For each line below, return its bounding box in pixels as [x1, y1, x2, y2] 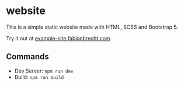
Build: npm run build [14, 73, 64, 80]
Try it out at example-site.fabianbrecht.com [6, 35, 110, 42]
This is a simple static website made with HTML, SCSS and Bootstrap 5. [6, 23, 178, 30]
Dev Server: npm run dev [14, 67, 74, 74]
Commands [6, 51, 50, 62]
